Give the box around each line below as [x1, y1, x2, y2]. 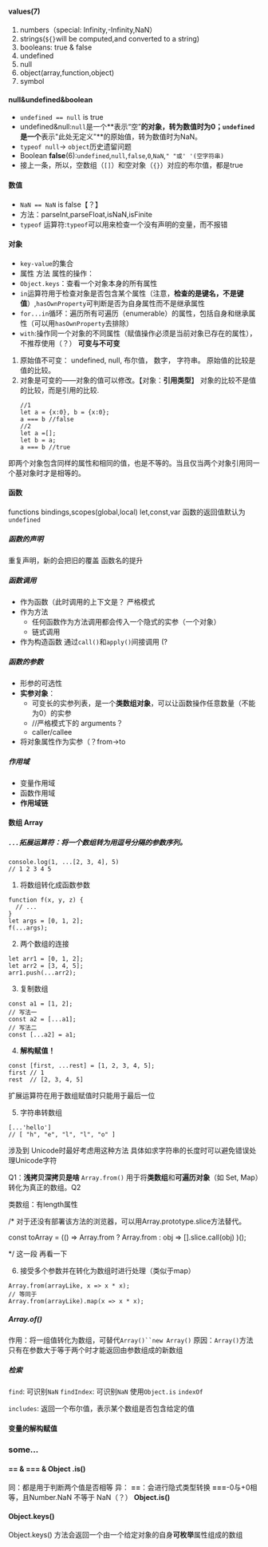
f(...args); [8, 924, 48, 932]
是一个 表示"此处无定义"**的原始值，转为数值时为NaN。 [19, 132, 202, 141]
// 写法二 [8, 1024, 37, 1032]
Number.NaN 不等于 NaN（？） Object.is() [29, 1493, 170, 1502]
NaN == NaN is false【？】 [19, 200, 102, 209]
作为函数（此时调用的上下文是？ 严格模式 [19, 597, 156, 606]
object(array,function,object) [19, 68, 115, 77]
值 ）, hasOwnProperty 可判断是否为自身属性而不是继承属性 [19, 298, 206, 307]
